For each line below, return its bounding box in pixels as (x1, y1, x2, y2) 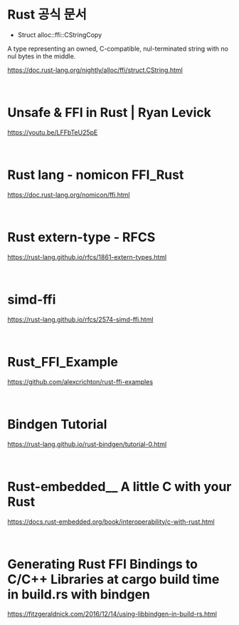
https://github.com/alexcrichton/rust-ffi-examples (7, 377, 154, 386)
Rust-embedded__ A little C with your (7, 478, 232, 495)
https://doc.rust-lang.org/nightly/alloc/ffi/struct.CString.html (7, 66, 183, 74)
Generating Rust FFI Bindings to (7, 556, 198, 572)
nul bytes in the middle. (7, 51, 76, 61)
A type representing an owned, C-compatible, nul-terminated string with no (7, 44, 229, 53)
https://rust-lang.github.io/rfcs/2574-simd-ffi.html (7, 315, 154, 324)
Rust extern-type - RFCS (7, 229, 156, 245)
